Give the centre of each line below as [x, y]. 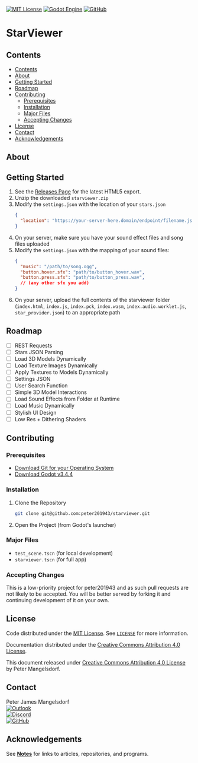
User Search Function [41, 386]
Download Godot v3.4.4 [44, 474]
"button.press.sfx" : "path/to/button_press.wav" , [82, 278]
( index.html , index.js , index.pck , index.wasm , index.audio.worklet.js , [100, 306]
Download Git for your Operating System [64, 468]
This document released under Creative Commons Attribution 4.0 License [96, 662]
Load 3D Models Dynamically [51, 359]
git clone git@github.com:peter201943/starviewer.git [82, 513]
